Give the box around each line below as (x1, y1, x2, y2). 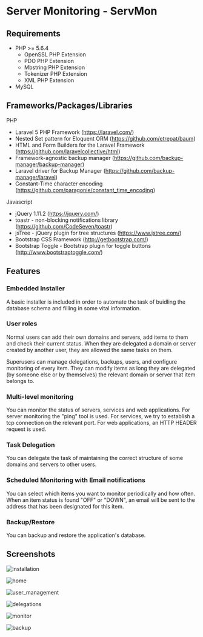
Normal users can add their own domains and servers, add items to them (6, 333, 188, 341)
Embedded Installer (6, 284, 65, 293)
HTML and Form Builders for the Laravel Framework (15, 141, 145, 148)
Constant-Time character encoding (15, 180, 103, 187)
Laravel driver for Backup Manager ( (15, 167, 106, 174)
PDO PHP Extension (24, 58, 75, 64)
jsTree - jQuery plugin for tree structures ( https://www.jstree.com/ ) (15, 229, 182, 236)
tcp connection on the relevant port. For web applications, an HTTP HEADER (6, 419, 197, 427)
